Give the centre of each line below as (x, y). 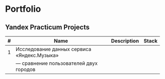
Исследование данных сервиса (54, 49)
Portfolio (23, 9)
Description (125, 41)
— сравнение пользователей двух (57, 63)
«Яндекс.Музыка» (37, 55)
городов (26, 69)
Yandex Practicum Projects (47, 27)
